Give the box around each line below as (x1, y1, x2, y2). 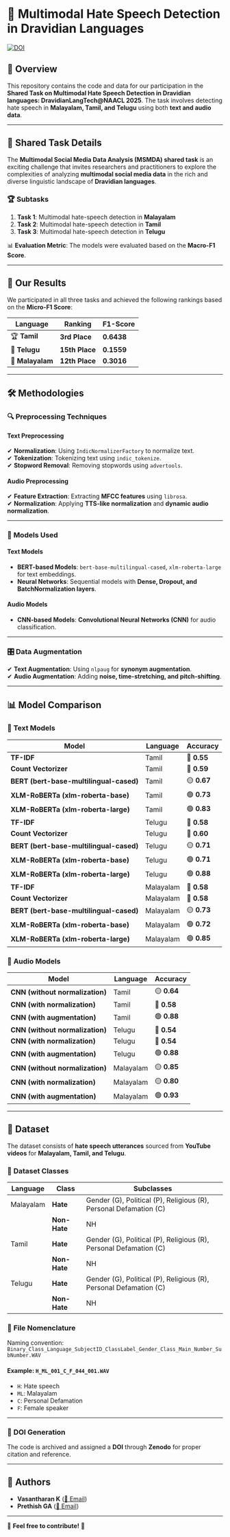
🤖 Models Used (7, 530, 58, 540)
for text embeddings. (16, 570, 77, 578)
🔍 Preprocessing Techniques (7, 412, 107, 421)
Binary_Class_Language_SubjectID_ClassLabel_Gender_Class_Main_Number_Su (7, 1346, 222, 1353)
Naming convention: (7, 1339, 64, 1347)
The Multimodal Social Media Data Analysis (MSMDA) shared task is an (7, 155, 214, 163)
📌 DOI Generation (7, 1427, 66, 1437)
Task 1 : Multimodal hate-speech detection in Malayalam (16, 213, 176, 221)
